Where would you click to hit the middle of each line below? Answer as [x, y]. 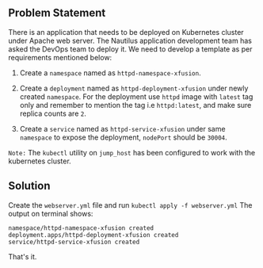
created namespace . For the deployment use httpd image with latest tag [136, 96]
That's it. [23, 256]
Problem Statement [57, 13]
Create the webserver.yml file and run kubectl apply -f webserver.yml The [130, 205]
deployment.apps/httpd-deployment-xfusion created [93, 235]
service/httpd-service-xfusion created [74, 242]
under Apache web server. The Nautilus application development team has [130, 40]
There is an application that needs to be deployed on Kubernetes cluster [126, 32]
